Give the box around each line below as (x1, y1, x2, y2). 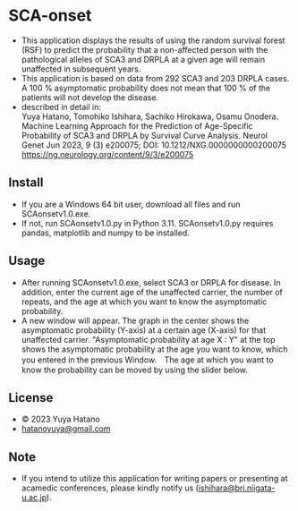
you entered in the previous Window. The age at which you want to (21, 354, 274, 365)
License (8, 390, 54, 405)
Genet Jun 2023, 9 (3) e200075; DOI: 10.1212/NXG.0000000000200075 (21, 140, 287, 150)
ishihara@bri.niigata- (198, 482, 276, 493)
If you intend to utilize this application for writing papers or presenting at (21, 473, 288, 484)
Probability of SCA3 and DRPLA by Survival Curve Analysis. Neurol (21, 130, 268, 141)
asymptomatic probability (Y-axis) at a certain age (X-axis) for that (21, 324, 266, 336)
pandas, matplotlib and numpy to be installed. (21, 227, 190, 238)
